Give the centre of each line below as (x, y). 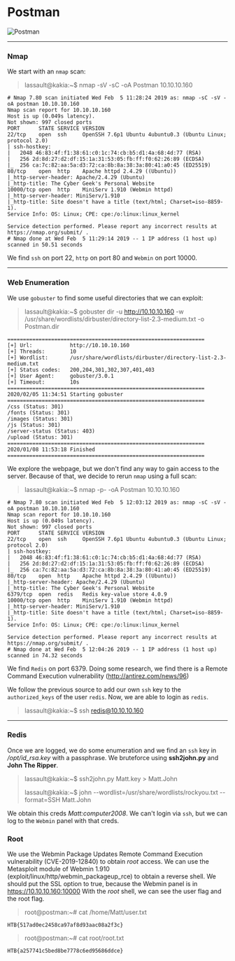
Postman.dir (42, 326)
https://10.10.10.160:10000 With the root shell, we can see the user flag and (114, 891)
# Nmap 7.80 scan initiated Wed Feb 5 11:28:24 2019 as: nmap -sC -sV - (117, 98)
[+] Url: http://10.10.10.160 (69, 345)
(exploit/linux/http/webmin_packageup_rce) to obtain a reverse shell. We (112, 876)
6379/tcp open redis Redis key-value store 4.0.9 (87, 594)
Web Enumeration (38, 283)
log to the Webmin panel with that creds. (63, 820)
